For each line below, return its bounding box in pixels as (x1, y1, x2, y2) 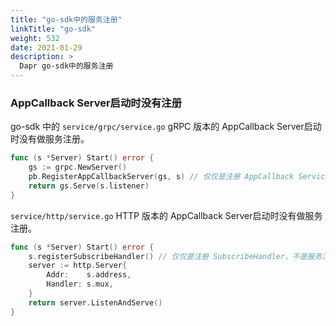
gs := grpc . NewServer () (28, 162, 128, 173)
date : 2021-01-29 (10, 42, 83, 53)
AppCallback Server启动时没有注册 (10, 96, 183, 110)
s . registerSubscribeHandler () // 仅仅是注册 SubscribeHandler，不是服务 (28, 251, 323, 261)
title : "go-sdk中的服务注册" (10, 14, 123, 25)
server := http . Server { (28, 261, 128, 271)
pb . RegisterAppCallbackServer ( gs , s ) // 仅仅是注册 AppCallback (28, 172, 295, 182)
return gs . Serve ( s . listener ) (28, 181, 150, 191)
